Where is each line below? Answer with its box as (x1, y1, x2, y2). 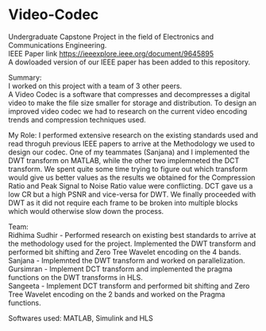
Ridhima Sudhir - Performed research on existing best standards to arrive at (8, 230, 256, 239)
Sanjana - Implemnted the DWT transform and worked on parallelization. (8, 255, 245, 265)
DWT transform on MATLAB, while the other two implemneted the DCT (8, 155, 240, 165)
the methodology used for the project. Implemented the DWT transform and (8, 239, 256, 248)
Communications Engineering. (8, 40, 107, 49)
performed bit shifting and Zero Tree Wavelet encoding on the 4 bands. (8, 247, 241, 256)
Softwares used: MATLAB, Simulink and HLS (8, 313, 153, 323)
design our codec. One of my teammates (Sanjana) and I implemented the (8, 147, 250, 157)
